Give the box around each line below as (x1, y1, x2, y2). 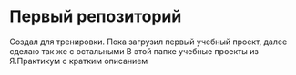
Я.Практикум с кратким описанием (9, 55, 148, 66)
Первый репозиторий (9, 6, 182, 27)
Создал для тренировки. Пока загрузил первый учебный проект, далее (9, 36, 288, 47)
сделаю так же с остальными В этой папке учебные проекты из (9, 45, 260, 56)
